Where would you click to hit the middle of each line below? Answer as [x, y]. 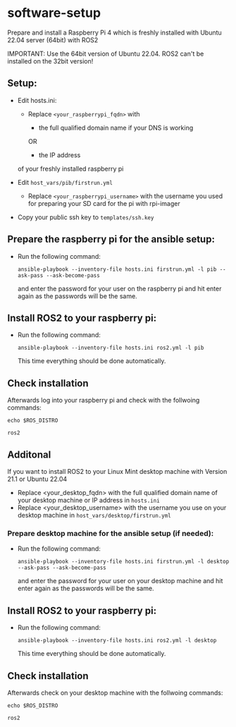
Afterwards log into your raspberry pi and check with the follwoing [104, 401]
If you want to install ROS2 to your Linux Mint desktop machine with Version [117, 471]
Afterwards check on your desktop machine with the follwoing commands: [115, 692]
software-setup [54, 13]
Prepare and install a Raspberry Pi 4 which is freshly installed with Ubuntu [114, 32]
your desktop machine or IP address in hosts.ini [88, 500]
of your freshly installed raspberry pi [70, 169]
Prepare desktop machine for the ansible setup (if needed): [111, 533]
